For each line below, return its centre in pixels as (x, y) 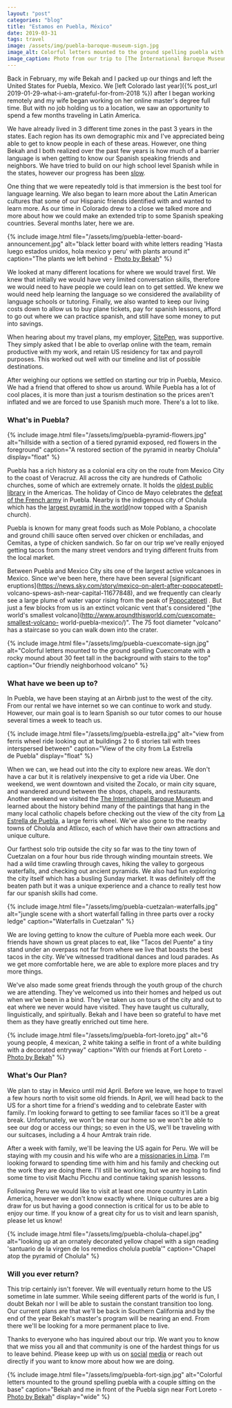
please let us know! (35, 1220)
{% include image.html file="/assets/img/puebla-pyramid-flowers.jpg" (107, 435)
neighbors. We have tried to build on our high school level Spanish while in (113, 165)
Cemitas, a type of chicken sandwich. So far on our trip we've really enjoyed (116, 543)
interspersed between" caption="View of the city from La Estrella (100, 748)
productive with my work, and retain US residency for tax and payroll (105, 351)
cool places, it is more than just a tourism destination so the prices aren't (110, 394)
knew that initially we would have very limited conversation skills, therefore (113, 279)
